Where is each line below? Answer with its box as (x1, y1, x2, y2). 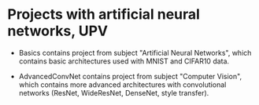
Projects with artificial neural (7, 5, 200, 24)
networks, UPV (7, 22, 108, 40)
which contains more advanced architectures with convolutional (18, 80, 227, 89)
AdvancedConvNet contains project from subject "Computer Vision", (18, 71, 242, 81)
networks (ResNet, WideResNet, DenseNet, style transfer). (18, 88, 209, 97)
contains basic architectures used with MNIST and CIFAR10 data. (18, 56, 230, 66)
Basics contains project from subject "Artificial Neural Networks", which (18, 48, 252, 57)
